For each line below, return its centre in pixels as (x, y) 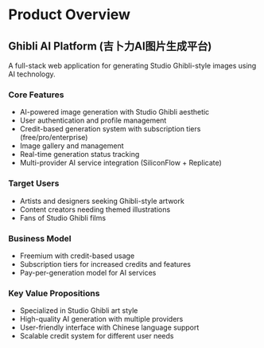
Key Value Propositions (54, 293)
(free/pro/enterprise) (54, 138)
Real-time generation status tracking (80, 154)
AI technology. (32, 74)
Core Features (36, 95)
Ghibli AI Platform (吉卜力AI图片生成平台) (110, 46)
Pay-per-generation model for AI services (88, 272)
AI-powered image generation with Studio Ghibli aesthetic (115, 112)
